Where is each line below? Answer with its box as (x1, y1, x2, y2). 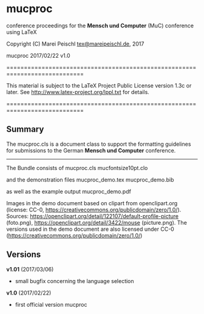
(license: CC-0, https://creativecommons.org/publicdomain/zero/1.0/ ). (6, 206, 182, 213)
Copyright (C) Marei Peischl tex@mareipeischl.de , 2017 (6, 40, 144, 47)
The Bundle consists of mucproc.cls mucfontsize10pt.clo (6, 164, 148, 171)
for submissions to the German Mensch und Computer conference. (6, 146, 176, 154)
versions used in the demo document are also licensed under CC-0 (6, 225, 174, 233)
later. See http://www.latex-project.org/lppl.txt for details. (6, 88, 150, 95)
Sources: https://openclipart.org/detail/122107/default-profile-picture (6, 212, 179, 220)
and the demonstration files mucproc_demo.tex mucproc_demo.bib (6, 176, 174, 183)
